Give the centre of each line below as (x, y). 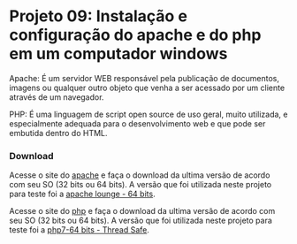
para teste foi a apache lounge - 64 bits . (83, 194)
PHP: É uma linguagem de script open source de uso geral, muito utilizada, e (148, 114)
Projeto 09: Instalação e (99, 16)
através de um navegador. (57, 97)
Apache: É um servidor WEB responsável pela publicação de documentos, (145, 78)
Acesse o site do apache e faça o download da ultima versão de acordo (140, 175)
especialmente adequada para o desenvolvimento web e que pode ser (137, 123)
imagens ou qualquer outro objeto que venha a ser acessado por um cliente (147, 88)
